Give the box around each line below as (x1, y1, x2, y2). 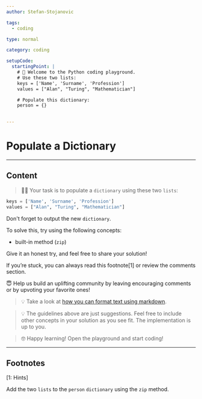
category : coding (6, 47, 50, 53)
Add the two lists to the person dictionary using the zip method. (6, 386, 170, 393)
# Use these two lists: (17, 75, 77, 81)
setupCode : (6, 58, 34, 64)
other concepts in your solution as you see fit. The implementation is (20, 316, 191, 324)
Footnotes (6, 358, 45, 368)
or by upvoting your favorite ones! (6, 286, 90, 293)
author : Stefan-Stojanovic (6, 8, 74, 15)
